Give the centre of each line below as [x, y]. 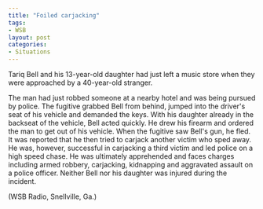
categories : [27, 45]
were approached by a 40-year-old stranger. [80, 82]
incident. [22, 181]
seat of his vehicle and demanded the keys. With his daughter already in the [131, 114]
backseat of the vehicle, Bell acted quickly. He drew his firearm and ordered [131, 123]
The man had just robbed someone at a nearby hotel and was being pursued [132, 98]
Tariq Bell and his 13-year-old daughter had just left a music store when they [131, 74]
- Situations [29, 52]
